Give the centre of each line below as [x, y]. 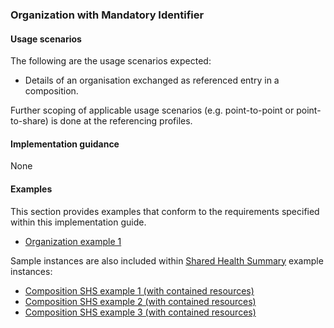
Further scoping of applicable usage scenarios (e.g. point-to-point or [152, 110]
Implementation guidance [65, 144]
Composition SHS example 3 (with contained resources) [140, 312]
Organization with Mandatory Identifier [107, 15]
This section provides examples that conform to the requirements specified [165, 211]
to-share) [29, 121]
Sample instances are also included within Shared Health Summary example [167, 260]
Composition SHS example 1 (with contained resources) [139, 290]
